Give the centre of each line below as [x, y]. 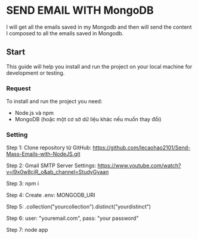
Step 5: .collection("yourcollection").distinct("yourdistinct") [78, 207]
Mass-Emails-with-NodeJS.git [43, 154]
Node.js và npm [34, 113]
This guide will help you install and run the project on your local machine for [99, 66]
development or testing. [35, 73]
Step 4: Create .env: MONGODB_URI [51, 195]
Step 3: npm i [23, 183]
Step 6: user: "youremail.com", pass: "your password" [72, 218]
